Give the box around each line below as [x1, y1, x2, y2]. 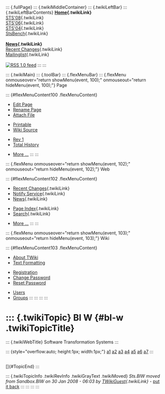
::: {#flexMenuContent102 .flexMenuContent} [5, 176, 98, 181]
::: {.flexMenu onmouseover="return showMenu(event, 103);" [5, 230, 131, 236]
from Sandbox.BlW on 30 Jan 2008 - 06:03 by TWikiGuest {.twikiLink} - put [5, 378, 160, 384]
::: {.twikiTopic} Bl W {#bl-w [5, 312, 123, 324]
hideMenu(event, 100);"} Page [5, 82, 67, 88]
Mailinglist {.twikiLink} [5, 52, 50, 57]
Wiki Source [12, 127, 38, 133]
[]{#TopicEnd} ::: [5, 363, 40, 369]
